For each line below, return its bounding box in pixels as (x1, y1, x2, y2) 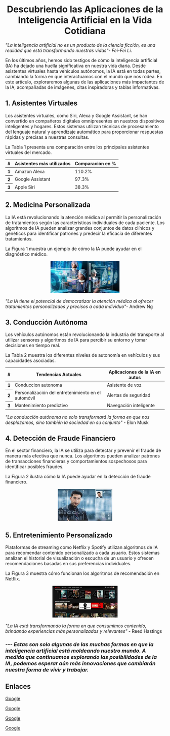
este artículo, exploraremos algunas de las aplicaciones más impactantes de (5, 79, 164, 85)
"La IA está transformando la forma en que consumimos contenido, (5, 623, 147, 629)
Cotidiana (64, 25, 106, 37)
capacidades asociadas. (5, 357, 56, 364)
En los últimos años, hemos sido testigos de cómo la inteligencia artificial (5, 57, 158, 63)
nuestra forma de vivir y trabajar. (5, 666, 89, 673)
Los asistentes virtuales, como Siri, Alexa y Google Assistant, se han (5, 112, 148, 118)
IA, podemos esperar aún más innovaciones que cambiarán (5, 660, 156, 667)
